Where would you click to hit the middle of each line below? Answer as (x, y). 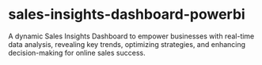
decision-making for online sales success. (77, 52)
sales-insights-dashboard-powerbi (127, 14)
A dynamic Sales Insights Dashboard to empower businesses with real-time (131, 36)
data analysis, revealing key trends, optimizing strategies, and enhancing (127, 44)
